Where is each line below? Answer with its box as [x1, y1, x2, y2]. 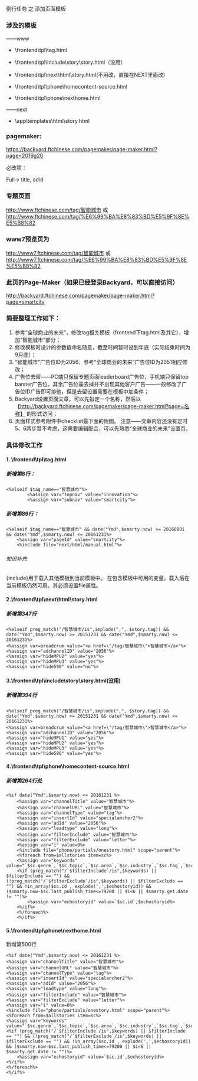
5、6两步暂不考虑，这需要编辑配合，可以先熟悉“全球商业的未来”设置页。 [14, 425, 192, 432]
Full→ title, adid [6, 176, 44, 183]
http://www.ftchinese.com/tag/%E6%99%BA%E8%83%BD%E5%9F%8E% [6, 213, 190, 220]
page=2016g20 [6, 152, 44, 159]
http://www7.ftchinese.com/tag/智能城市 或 [6, 250, 111, 257]
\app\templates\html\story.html [14, 118, 90, 125]
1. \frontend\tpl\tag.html [6, 456, 67, 463]
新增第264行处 [6, 777, 42, 784]
